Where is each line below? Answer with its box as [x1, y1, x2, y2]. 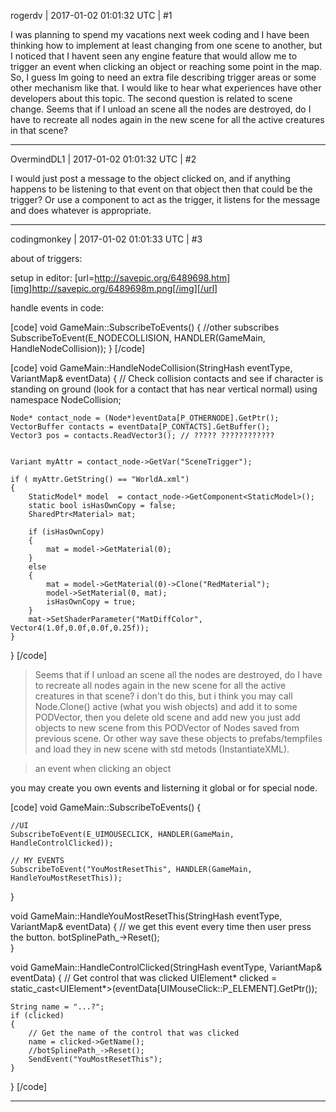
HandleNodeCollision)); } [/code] [10, 343, 146, 354]
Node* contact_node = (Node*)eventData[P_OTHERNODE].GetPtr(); [10, 413, 280, 423]
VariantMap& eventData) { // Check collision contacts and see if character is [10, 373, 324, 384]
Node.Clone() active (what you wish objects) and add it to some [34, 701, 298, 712]
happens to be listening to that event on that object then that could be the [10, 183, 313, 195]
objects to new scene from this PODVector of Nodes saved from [34, 722, 300, 734]
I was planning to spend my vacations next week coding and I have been [10, 29, 310, 40]
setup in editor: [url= [10, 272, 95, 284]
